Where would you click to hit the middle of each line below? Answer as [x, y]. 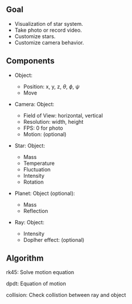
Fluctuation [37, 169]
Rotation [33, 182]
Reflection [35, 211]
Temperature [39, 163]
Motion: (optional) [45, 134]
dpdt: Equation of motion [36, 283]
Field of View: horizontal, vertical [63, 115]
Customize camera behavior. [49, 42]
